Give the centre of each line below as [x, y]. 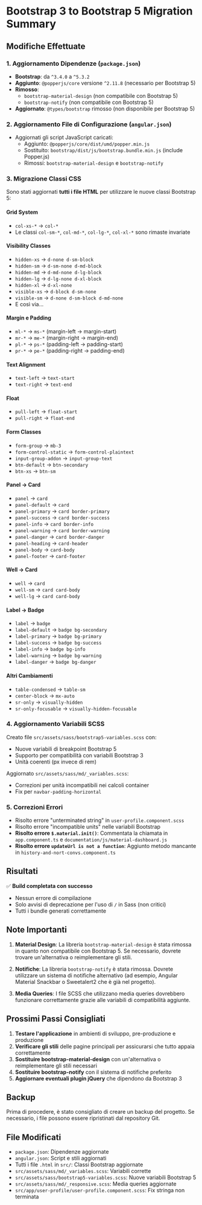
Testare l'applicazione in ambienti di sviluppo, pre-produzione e [95, 1033]
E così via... [29, 304]
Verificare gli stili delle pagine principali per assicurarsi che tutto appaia [105, 1046]
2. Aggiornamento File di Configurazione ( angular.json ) [89, 124]
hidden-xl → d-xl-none [43, 284]
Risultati [22, 871]
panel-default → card [42, 504]
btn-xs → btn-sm [35, 471]
